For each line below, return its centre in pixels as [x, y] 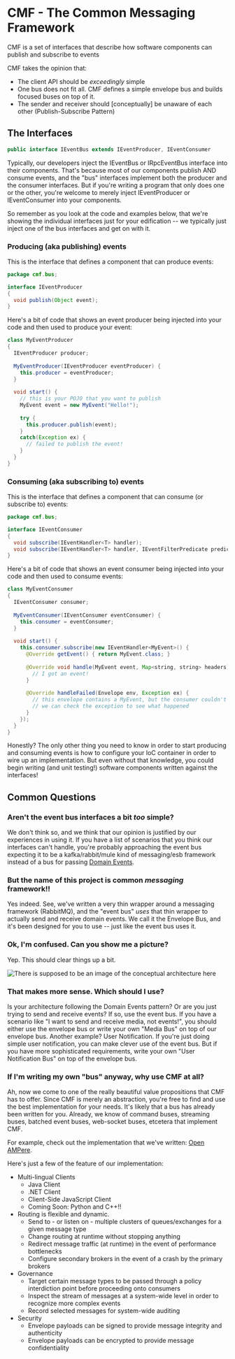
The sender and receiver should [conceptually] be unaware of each [114, 103]
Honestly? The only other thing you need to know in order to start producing [117, 745]
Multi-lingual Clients [46, 1177]
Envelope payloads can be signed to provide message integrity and [125, 1325]
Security [29, 1318]
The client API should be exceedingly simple [81, 81]
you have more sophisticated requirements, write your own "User [101, 1051]
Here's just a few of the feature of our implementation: [85, 1164]
